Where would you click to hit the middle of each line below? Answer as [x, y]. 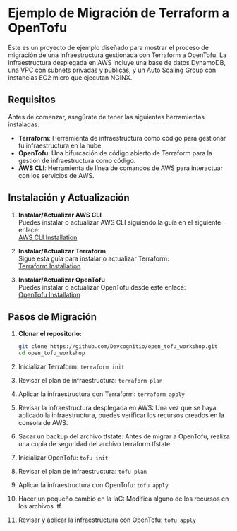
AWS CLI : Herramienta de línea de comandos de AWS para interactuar [120, 168]
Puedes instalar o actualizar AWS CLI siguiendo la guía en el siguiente [120, 222]
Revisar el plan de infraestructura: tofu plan [83, 472]
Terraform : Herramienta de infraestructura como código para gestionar [122, 138]
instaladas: [24, 124]
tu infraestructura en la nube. [61, 145]
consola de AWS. [43, 423]
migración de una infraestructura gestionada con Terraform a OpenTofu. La [117, 55]
